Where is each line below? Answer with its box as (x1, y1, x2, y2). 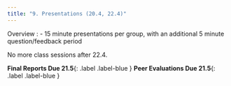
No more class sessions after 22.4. (7, 50, 108, 59)
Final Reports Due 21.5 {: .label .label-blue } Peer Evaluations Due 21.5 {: (7, 64, 216, 72)
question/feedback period (7, 36, 83, 45)
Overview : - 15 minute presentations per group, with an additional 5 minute (7, 29, 225, 38)
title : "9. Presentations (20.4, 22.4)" (7, 10, 127, 17)
